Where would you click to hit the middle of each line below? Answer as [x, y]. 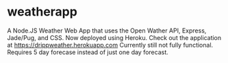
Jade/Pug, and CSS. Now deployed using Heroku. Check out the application [114, 37]
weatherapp [42, 12]
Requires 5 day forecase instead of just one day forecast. [88, 52]
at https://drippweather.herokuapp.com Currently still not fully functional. [110, 45]
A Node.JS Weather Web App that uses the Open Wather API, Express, [107, 30]
